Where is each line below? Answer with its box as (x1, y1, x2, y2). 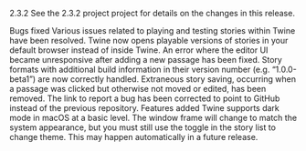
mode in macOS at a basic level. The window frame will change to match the (9, 113, 298, 123)
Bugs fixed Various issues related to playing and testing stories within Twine (9, 25, 296, 35)
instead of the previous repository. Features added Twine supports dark (9, 103, 280, 113)
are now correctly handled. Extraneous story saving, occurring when (37, 74, 297, 85)
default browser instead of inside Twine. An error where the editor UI (9, 45, 269, 55)
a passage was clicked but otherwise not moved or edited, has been (9, 84, 267, 94)
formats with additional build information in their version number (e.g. (9, 64, 270, 75)
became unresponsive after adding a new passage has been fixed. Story (9, 55, 283, 65)
